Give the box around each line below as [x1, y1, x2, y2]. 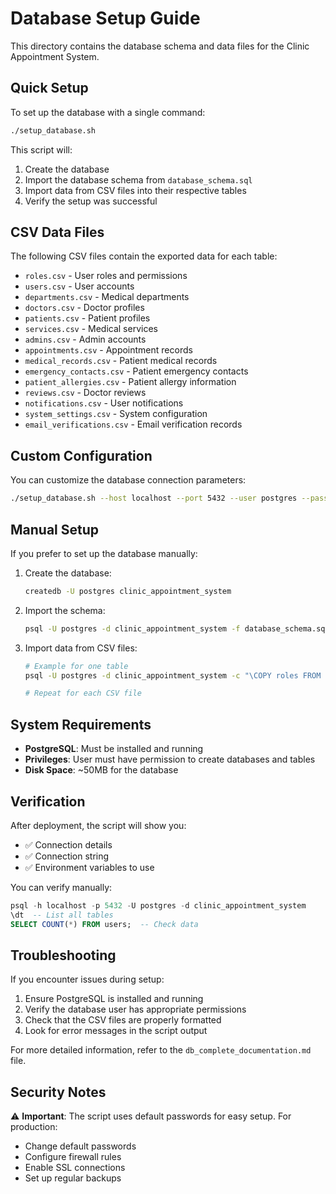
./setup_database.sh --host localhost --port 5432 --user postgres [10, 493, 298, 504]
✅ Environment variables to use [24, 861, 155, 873]
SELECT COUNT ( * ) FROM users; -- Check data [10, 919, 199, 929]
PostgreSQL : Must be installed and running [24, 743, 204, 755]
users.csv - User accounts [24, 280, 135, 292]
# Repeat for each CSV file [24, 688, 142, 699]
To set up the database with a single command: [10, 106, 206, 118]
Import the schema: [24, 604, 106, 616]
